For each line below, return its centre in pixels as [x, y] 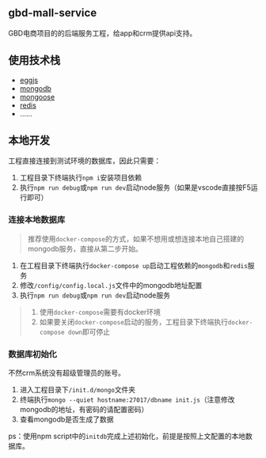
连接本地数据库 [37, 220]
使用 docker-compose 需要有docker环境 [100, 312]
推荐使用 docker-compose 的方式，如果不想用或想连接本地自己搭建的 [136, 238]
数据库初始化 [33, 354]
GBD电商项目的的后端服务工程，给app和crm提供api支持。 [103, 33]
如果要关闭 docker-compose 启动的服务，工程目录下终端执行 [133, 322]
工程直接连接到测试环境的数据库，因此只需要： [84, 161]
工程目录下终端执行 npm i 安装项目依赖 [81, 178]
